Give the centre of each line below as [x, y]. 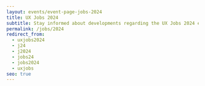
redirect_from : [26, 35]
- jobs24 [23, 57]
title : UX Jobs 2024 [33, 18]
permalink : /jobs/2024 [35, 29]
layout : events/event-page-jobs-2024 [54, 12]
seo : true [19, 74]
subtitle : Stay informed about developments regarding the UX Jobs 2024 [101, 23]
